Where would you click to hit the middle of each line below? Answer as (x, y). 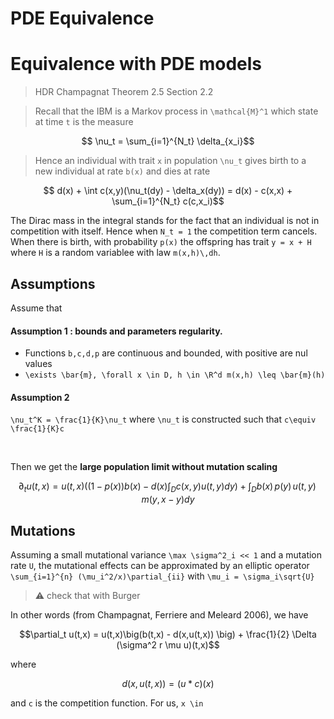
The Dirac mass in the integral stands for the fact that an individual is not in (165, 221)
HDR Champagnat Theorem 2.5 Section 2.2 (124, 92)
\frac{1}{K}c (37, 429)
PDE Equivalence (82, 18)
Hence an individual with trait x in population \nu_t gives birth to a (170, 161)
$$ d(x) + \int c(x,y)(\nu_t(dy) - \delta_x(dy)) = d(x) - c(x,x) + (168, 191)
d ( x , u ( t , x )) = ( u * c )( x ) (168, 683)
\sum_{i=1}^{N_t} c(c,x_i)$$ (168, 201)
